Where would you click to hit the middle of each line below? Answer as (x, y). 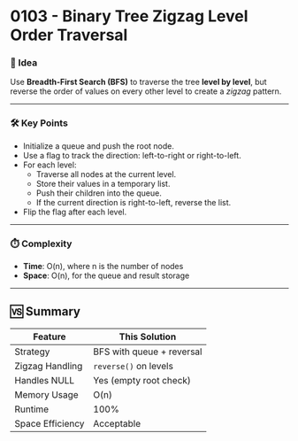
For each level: (50, 165)
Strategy (32, 352)
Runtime (32, 409)
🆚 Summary (45, 312)
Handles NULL (45, 380)
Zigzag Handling (49, 366)
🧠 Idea (24, 63)
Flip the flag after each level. (75, 212)
